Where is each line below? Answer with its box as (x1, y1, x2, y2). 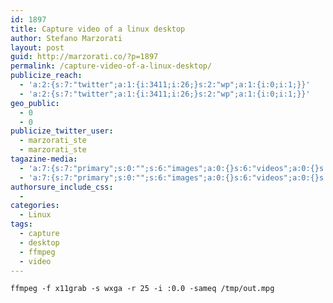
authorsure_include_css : (10, 182, 114, 192)
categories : (10, 201, 60, 211)
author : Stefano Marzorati (10, 33, 123, 43)
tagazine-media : (10, 154, 78, 164)
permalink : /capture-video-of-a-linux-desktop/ (10, 61, 213, 71)
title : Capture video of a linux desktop (10, 24, 186, 34)
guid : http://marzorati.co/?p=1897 (10, 52, 159, 62)
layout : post (10, 42, 65, 53)
